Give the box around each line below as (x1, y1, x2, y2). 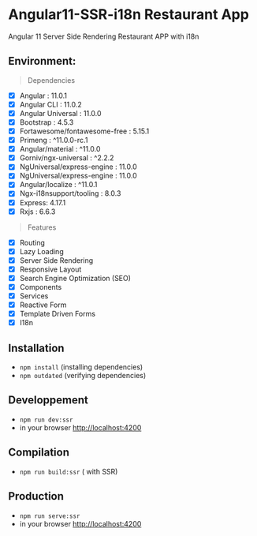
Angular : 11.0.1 (19, 91, 68, 100)
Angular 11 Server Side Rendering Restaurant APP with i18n (8, 32, 199, 41)
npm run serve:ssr (19, 512, 80, 520)
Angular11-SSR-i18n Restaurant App (8, 6, 250, 24)
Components (19, 282, 62, 291)
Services (19, 291, 49, 301)
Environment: (8, 54, 76, 68)
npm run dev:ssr (19, 416, 73, 424)
